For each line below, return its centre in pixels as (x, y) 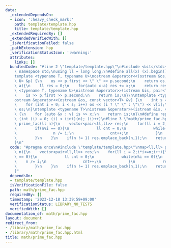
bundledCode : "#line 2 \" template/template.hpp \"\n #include (75, 67)
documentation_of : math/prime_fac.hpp (46, 214)
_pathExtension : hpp (32, 48)
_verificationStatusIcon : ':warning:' (51, 52)
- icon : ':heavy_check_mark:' (42, 19)
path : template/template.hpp (45, 24)
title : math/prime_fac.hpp (34, 237)
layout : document (24, 218)
